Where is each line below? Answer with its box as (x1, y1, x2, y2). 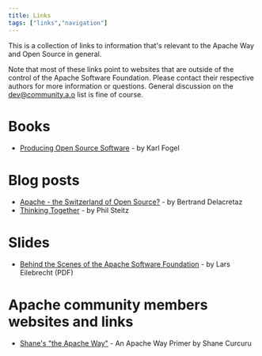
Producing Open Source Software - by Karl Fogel (19, 143, 180, 153)
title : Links (8, 11, 51, 20)
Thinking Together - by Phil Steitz (19, 206, 129, 215)
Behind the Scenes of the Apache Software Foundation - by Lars (19, 259, 231, 269)
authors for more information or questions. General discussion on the (8, 81, 234, 91)
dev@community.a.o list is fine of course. (8, 89, 144, 99)
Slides (8, 233, 50, 252)
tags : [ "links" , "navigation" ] (8, 19, 108, 27)
